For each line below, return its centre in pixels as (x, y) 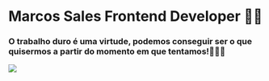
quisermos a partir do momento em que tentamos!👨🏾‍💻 (117, 51)
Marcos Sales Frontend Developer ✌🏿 (136, 16)
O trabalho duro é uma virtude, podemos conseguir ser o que (130, 42)
